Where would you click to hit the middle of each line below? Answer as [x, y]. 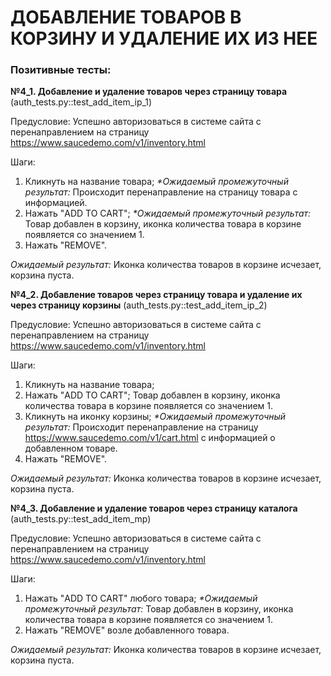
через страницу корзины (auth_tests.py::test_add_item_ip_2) [139, 305]
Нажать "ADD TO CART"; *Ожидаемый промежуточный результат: [168, 213]
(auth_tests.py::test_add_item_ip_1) [81, 102]
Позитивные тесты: [61, 70]
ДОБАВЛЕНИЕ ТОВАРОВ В [126, 17]
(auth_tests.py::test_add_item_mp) [81, 519]
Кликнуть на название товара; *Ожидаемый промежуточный [156, 182]
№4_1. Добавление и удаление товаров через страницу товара [149, 92]
